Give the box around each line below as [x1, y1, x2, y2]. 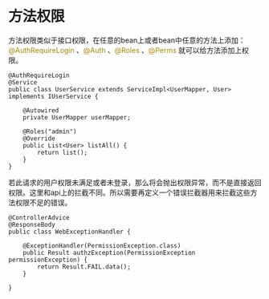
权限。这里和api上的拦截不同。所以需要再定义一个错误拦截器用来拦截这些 [8, 188, 251, 197]
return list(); [37, 148, 88, 156]
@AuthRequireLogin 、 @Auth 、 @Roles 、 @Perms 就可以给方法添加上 [8, 45, 243, 55]
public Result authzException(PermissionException [22, 248, 196, 257]
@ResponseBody [8, 220, 56, 228]
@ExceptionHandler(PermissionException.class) [22, 241, 181, 249]
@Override [22, 134, 56, 143]
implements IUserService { [8, 92, 99, 100]
